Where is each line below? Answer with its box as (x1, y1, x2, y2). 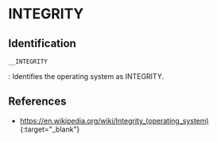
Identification (8, 37, 77, 50)
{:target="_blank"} (19, 124, 80, 134)
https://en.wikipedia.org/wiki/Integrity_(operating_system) (19, 116, 209, 125)
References (8, 95, 67, 108)
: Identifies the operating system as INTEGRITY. (8, 72, 165, 81)
